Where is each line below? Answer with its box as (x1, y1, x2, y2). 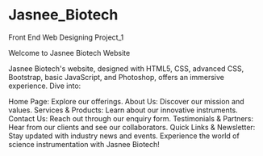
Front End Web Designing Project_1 (8, 32, 124, 42)
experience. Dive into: (8, 81, 81, 91)
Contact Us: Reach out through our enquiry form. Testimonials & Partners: (8, 113, 254, 123)
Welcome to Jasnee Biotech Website (8, 48, 131, 57)
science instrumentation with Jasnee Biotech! (8, 139, 160, 149)
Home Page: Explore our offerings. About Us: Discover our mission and (8, 96, 244, 106)
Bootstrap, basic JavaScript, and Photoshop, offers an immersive (8, 72, 224, 82)
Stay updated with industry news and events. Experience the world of (8, 131, 240, 141)
